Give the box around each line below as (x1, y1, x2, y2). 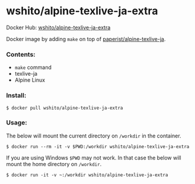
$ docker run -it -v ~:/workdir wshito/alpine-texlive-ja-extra (6, 171, 168, 178)
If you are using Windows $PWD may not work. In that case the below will (6, 154, 182, 161)
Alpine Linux (14, 76, 46, 84)
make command (14, 64, 52, 71)
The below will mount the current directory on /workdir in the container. (6, 132, 182, 139)
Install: (6, 91, 27, 99)
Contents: (6, 50, 36, 58)
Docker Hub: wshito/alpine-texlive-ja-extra (6, 24, 111, 31)
